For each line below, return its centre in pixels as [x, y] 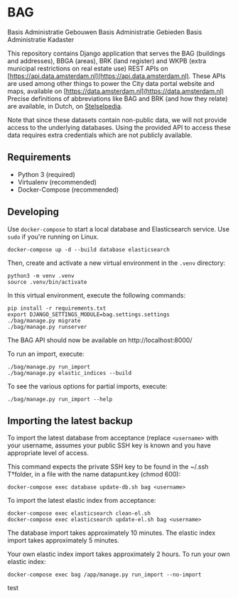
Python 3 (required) [47, 174]
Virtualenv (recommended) [57, 182]
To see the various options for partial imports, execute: [88, 386]
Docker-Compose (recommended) [68, 190]
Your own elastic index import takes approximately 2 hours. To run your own [119, 554]
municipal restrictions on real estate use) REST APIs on [88, 68]
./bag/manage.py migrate [44, 320]
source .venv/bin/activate [47, 282]
